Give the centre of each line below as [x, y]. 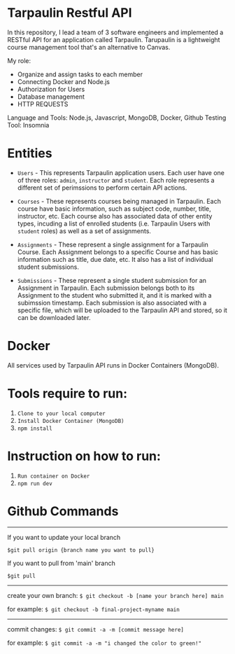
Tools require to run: [67, 394]
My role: [19, 60]
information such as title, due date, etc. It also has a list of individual [115, 259]
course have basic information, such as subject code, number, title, [114, 209]
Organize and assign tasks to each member [80, 74]
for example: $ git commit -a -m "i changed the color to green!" [105, 643]
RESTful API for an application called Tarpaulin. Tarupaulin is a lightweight [114, 39]
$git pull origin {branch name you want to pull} [81, 550]
